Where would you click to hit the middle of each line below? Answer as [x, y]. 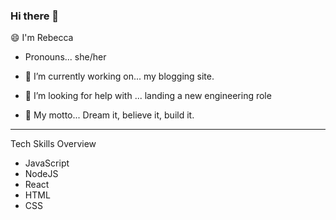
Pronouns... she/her [65, 57]
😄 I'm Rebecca [42, 38]
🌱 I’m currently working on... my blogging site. [119, 76]
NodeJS [41, 174]
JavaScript [47, 163]
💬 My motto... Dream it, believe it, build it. [109, 115]
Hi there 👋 [35, 16]
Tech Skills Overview [53, 144]
